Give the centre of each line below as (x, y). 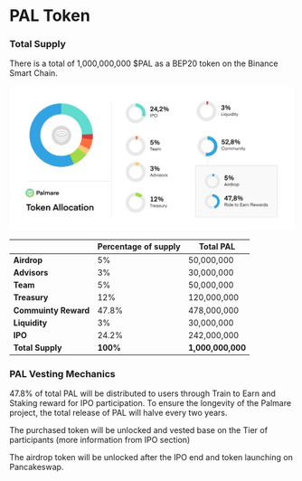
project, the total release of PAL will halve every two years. (118, 413)
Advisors (31, 272)
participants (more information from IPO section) (100, 440)
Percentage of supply (139, 247)
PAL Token (50, 16)
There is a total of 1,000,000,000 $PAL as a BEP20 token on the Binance (144, 63)
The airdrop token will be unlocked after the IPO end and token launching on (151, 457)
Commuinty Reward (52, 310)
